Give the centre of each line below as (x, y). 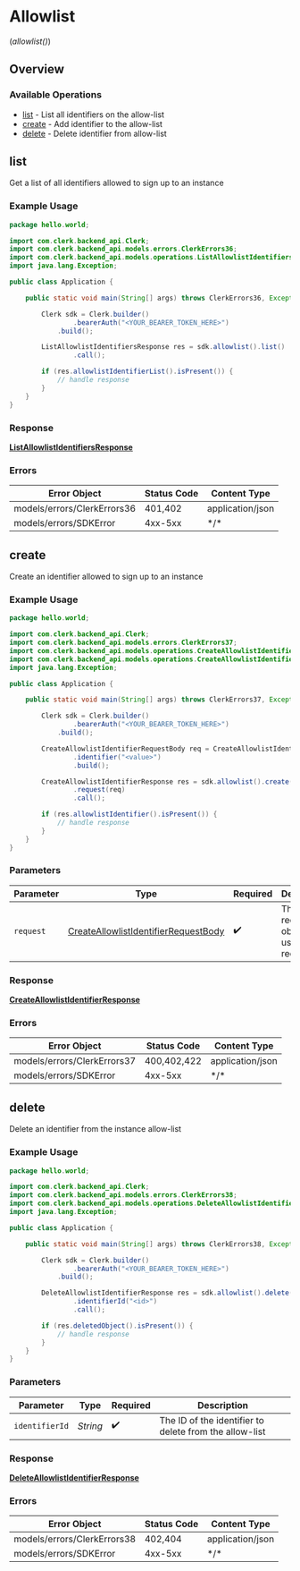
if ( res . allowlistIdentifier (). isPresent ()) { (129, 815)
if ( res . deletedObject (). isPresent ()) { (117, 1326)
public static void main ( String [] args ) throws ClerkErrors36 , (146, 298)
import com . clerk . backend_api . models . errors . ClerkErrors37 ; (124, 643)
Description (223, 1405)
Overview (37, 69)
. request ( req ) (99, 790)
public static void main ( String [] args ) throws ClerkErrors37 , (146, 700)
